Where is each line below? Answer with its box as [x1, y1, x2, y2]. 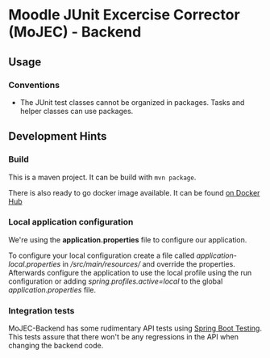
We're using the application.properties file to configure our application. [8, 234, 247, 244]
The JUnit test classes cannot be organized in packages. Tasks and [19, 97, 245, 107]
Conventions [8, 79, 60, 91]
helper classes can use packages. [19, 106, 134, 116]
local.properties [8, 259, 61, 268]
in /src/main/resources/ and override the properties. [62, 259, 235, 268]
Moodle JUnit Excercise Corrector [8, 6, 240, 24]
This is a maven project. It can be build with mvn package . [8, 172, 197, 182]
